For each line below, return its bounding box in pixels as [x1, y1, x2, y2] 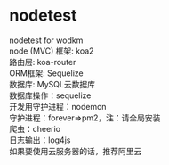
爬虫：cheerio [9, 123, 60, 134]
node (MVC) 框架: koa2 [9, 45, 94, 56]
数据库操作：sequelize [9, 90, 92, 101]
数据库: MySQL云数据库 [9, 78, 96, 89]
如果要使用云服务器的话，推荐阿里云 [9, 145, 142, 156]
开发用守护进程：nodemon [9, 101, 107, 111]
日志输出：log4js [9, 135, 71, 145]
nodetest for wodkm [9, 35, 84, 45]
